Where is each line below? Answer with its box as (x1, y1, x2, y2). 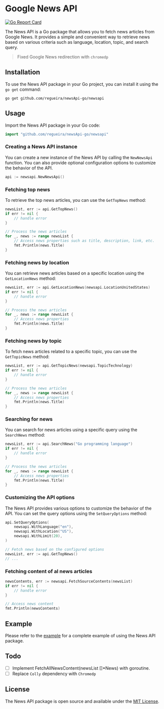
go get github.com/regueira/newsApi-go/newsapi (5, 96, 105, 101)
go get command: (5, 86, 41, 92)
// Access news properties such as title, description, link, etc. (14, 239, 155, 244)
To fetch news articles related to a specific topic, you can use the (5, 349, 137, 354)
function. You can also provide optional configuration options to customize (5, 160, 156, 165)
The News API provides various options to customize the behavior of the (5, 505, 152, 511)
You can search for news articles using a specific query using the (5, 427, 137, 433)
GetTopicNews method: (5, 354, 50, 360)
